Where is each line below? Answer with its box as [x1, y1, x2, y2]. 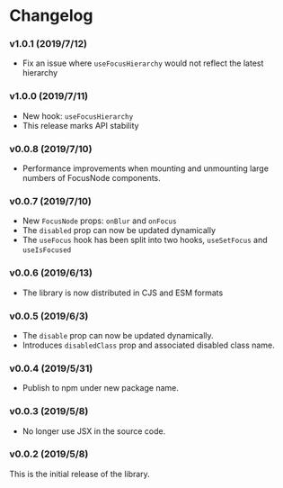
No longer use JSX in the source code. [22, 425, 166, 437]
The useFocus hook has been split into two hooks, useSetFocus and [22, 235, 268, 246]
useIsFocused [22, 246, 72, 255]
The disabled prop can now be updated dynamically [22, 225, 217, 236]
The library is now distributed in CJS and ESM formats [22, 287, 224, 298]
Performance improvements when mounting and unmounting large [22, 163, 270, 174]
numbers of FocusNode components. [22, 173, 162, 184]
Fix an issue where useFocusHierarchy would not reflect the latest [22, 58, 264, 68]
